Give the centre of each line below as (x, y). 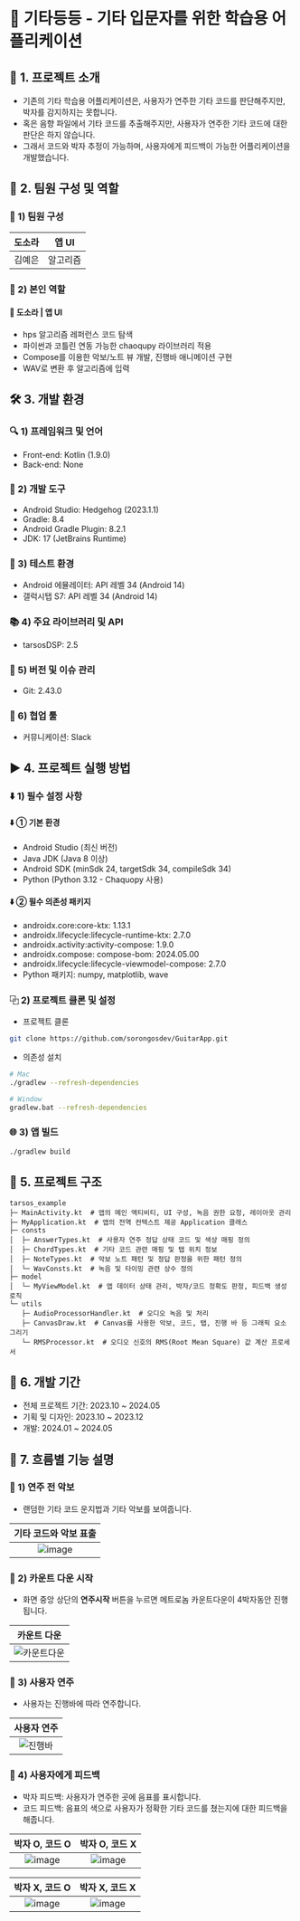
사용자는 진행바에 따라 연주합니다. (82, 1704)
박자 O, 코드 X (108, 1844)
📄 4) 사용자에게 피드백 (55, 1775)
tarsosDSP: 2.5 (50, 645)
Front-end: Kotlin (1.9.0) (66, 454)
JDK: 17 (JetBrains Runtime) (74, 538)
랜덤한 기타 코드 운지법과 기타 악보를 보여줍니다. (107, 1508)
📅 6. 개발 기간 (45, 1382)
